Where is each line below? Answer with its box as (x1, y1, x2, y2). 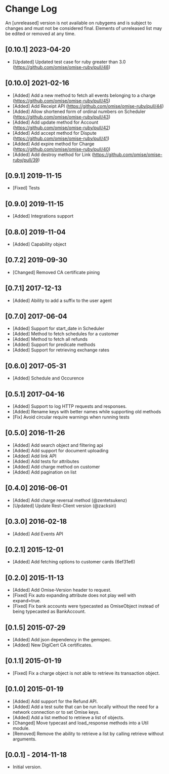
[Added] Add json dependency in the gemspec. (12, 636, 112, 642)
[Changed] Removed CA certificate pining (12, 269, 100, 275)
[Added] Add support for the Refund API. (12, 698, 98, 704)
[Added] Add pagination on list (12, 469, 77, 475)
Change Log (5, 3, 57, 15)
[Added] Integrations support (12, 213, 74, 219)
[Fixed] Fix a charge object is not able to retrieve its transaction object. (12, 670, 160, 676)
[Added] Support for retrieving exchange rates (12, 347, 110, 353)
